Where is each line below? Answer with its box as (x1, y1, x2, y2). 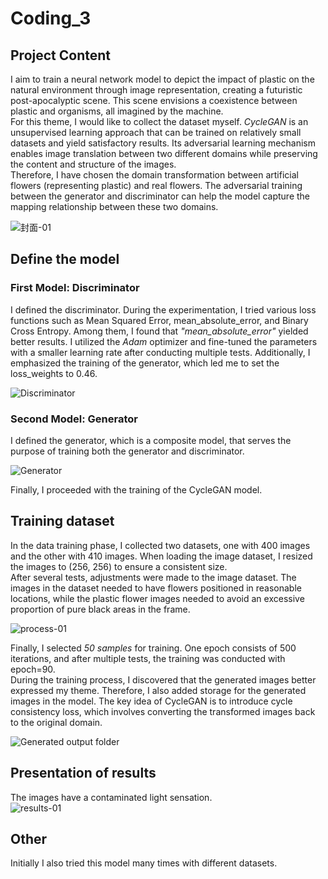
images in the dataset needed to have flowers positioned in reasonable (10, 582, 302, 594)
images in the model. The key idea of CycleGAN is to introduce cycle (10, 695, 293, 707)
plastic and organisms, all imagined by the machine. (10, 105, 224, 117)
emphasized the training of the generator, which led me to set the (10, 357, 280, 369)
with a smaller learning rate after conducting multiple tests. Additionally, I (10, 346, 311, 358)
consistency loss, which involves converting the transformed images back (10, 705, 316, 717)
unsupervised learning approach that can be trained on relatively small (10, 127, 302, 138)
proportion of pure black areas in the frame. (10, 603, 191, 615)
